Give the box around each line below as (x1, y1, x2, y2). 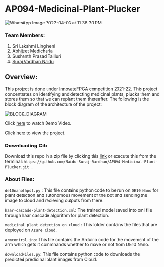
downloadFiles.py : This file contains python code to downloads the (5, 251, 140, 257)
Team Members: (5, 32, 45, 39)
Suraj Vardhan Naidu (12, 59, 54, 65)
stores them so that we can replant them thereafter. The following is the (5, 97, 149, 102)
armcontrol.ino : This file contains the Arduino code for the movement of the (5, 236, 159, 242)
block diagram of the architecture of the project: (5, 101, 102, 107)
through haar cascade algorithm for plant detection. (5, 212, 109, 218)
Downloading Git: (5, 142, 47, 149)
